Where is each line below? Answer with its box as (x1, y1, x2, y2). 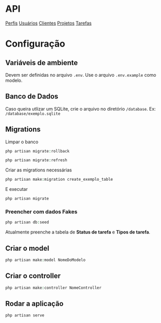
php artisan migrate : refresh (5, 158, 67, 163)
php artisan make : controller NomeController (5, 285, 102, 290)
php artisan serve (5, 313, 44, 318)
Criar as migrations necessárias (5, 167, 72, 173)
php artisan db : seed (5, 220, 50, 225)
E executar (5, 186, 28, 192)
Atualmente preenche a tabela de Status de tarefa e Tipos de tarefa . (5, 229, 151, 235)
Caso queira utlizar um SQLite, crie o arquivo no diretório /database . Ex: (5, 105, 156, 112)
